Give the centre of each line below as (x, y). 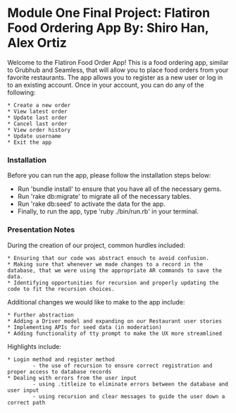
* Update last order (38, 118)
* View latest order (38, 111)
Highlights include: (35, 346)
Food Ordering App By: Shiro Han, (108, 28)
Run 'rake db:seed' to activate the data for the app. (91, 204)
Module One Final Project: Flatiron (108, 13)
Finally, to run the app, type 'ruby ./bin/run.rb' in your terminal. (108, 211)
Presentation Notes (41, 230)
